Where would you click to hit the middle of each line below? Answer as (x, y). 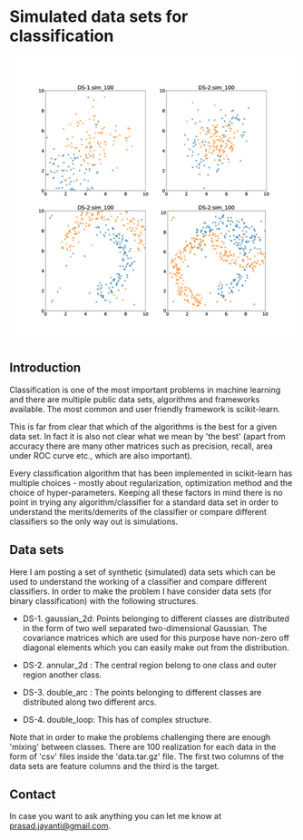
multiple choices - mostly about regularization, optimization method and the (151, 482)
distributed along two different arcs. (89, 702)
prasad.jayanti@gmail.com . (60, 826)
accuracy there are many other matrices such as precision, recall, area (142, 446)
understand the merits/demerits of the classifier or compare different (138, 511)
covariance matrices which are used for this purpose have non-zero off (156, 637)
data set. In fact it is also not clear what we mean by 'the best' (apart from (147, 436)
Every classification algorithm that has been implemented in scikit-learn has (151, 473)
